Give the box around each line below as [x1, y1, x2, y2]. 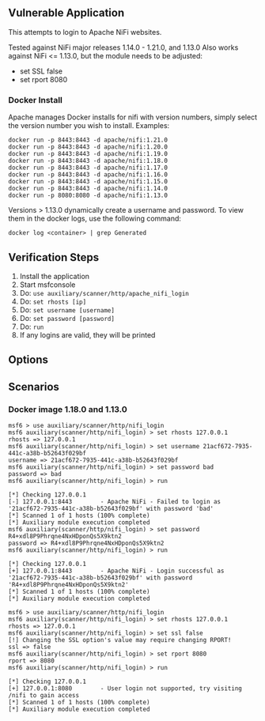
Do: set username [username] [19, 304, 115, 315]
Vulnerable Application [8, 6, 125, 20]
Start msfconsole [19, 280, 76, 289]
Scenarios [8, 379, 59, 394]
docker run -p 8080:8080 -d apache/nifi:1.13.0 [8, 191, 168, 200]
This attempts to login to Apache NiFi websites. [8, 27, 162, 36]
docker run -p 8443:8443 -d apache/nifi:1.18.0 [8, 157, 168, 165]
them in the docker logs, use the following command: [8, 213, 182, 224]
